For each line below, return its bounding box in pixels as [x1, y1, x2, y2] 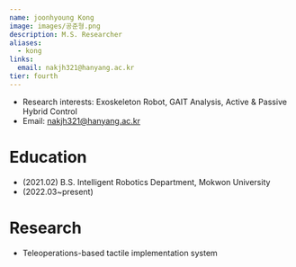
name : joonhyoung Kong [9, 13, 94, 22]
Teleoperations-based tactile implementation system [22, 247, 218, 258]
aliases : [9, 38, 42, 48]
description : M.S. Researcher [9, 30, 123, 39]
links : [9, 55, 34, 64]
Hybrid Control [22, 105, 78, 117]
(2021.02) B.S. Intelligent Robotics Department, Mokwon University [22, 176, 271, 187]
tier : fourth [9, 72, 58, 81]
